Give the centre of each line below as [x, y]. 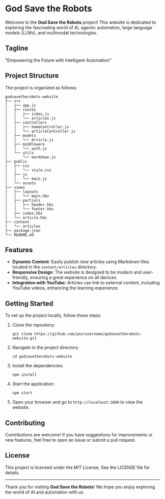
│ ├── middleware [25, 144]
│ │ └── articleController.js [41, 131]
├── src [13, 101]
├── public [16, 161]
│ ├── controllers [26, 122]
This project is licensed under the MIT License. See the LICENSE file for [78, 467]
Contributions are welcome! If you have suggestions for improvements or [79, 435]
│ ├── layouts [22, 192]
